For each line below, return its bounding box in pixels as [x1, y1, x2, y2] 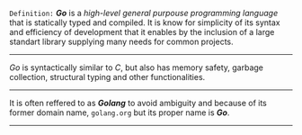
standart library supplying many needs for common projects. [9, 36, 234, 47]
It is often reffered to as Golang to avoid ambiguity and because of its [9, 98, 267, 108]
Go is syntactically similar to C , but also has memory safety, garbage [9, 62, 263, 73]
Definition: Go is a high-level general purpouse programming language [9, 8, 279, 18]
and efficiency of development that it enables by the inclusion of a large [9, 27, 275, 37]
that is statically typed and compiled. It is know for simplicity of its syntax [9, 17, 280, 28]
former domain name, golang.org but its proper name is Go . [9, 107, 230, 118]
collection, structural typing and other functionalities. [9, 72, 206, 82]
